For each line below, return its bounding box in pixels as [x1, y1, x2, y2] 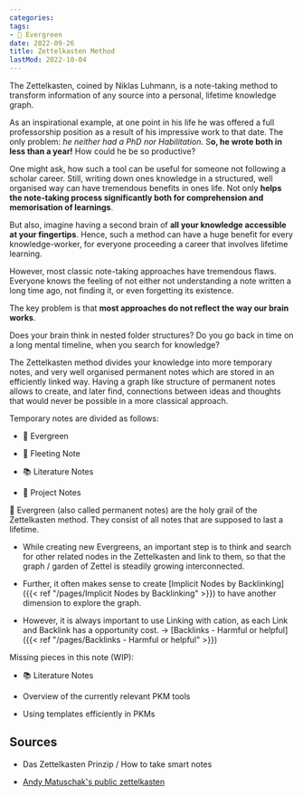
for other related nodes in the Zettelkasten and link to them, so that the [22, 551, 287, 561]
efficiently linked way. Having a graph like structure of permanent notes [9, 377, 276, 387]
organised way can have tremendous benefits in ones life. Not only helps [9, 183, 282, 193]
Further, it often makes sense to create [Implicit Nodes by [22, 579, 237, 589]
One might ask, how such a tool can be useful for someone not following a [9, 164, 287, 174]
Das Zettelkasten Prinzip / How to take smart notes [22, 758, 213, 770]
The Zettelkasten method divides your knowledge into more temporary [9, 357, 273, 368]
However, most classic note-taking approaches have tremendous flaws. [9, 266, 277, 276]
